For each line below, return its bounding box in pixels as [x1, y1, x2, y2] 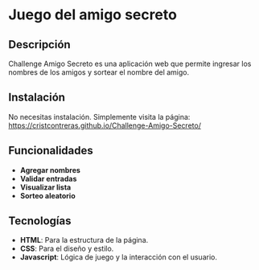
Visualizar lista [19, 182, 72, 192]
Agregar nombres [19, 165, 80, 174]
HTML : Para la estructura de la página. [19, 235, 149, 245]
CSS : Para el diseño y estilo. [19, 243, 114, 254]
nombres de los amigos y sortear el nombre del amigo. [8, 67, 190, 77]
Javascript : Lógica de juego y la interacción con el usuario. [19, 252, 217, 262]
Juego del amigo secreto [8, 6, 177, 24]
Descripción [8, 38, 71, 51]
